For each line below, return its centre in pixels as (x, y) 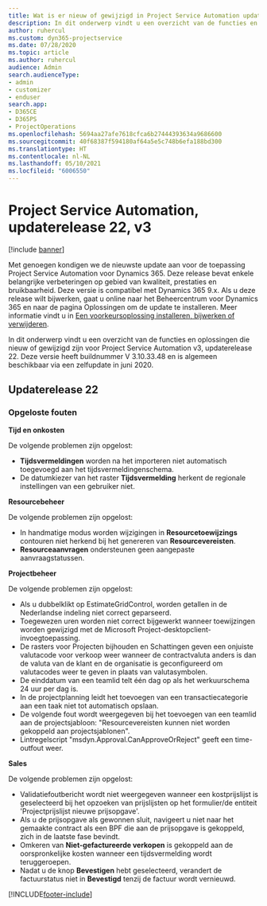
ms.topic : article (39, 53)
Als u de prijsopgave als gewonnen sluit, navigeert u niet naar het (127, 819)
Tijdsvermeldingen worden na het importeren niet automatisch (123, 461)
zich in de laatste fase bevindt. (70, 836)
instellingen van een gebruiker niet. (77, 486)
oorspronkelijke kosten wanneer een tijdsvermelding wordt (116, 853)
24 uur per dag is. (49, 689)
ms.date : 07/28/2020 (43, 45)
